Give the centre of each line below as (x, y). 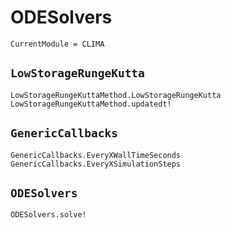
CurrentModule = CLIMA (57, 44)
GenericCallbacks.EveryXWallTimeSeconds (96, 155)
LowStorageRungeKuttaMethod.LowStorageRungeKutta (116, 95)
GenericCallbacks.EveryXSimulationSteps (96, 164)
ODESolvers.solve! (48, 215)
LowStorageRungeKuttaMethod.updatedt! (91, 104)
